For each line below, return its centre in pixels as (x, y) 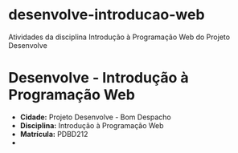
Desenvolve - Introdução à (98, 78)
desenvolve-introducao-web (107, 15)
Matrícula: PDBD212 (54, 134)
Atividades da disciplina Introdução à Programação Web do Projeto (119, 37)
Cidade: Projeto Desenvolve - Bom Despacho (95, 117)
